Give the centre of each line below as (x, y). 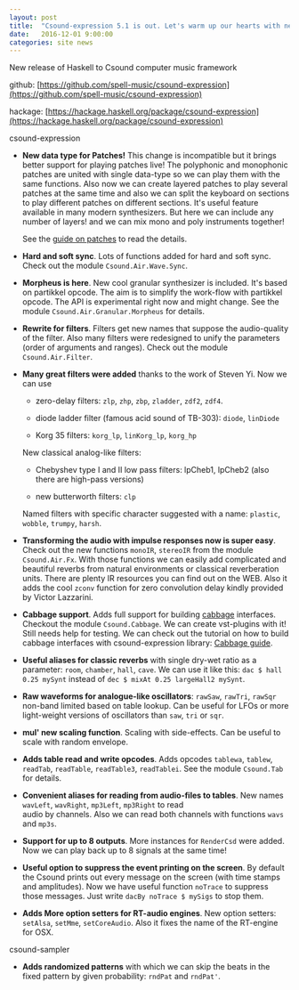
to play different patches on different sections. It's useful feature (140, 203)
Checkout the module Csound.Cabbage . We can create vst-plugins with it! (154, 624)
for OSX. (38, 932)
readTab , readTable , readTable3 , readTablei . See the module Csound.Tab (153, 769)
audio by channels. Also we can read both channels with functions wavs (153, 815)
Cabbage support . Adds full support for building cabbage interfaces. (149, 614)
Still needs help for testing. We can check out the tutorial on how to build (155, 634)
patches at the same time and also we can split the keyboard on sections (156, 193)
